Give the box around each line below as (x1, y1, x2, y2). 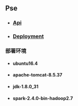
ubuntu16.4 (12, 60, 38, 66)
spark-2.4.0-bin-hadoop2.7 (12, 95, 73, 101)
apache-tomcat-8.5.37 (12, 72, 63, 78)
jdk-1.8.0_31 (12, 83, 39, 89)
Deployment (12, 33, 44, 40)
